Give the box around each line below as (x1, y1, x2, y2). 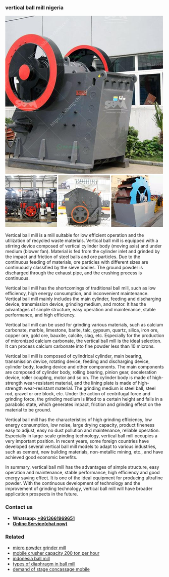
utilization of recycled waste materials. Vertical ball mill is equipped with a (5, 237, 158, 244)
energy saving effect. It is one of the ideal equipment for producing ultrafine (5, 475, 163, 481)
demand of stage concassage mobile (12, 566, 90, 572)
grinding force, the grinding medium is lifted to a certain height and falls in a (5, 396, 163, 402)
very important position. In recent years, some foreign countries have (5, 438, 149, 444)
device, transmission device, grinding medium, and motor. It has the (5, 301, 146, 307)
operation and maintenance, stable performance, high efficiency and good (5, 470, 160, 476)
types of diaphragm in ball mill (12, 561, 76, 567)
